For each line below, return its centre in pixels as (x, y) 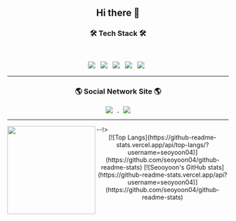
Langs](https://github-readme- (172, 137)
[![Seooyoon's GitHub (175, 168)
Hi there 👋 (118, 13)
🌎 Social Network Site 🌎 (118, 91)
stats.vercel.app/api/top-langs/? (163, 145)
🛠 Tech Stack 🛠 (118, 34)
